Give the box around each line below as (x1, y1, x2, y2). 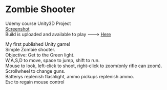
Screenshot (5, 25, 30, 32)
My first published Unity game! (5, 41, 71, 47)
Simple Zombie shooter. (5, 46, 55, 52)
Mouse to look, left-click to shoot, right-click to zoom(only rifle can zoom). (5, 63, 162, 69)
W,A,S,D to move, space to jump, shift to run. (5, 57, 100, 63)
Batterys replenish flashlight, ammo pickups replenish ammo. (5, 73, 134, 79)
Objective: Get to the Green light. (5, 52, 75, 58)
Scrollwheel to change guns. (5, 68, 66, 74)
